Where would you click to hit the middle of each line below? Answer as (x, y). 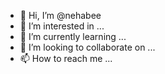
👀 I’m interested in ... (62, 26)
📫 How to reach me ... (66, 58)
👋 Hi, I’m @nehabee (60, 15)
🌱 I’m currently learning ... (73, 36)
